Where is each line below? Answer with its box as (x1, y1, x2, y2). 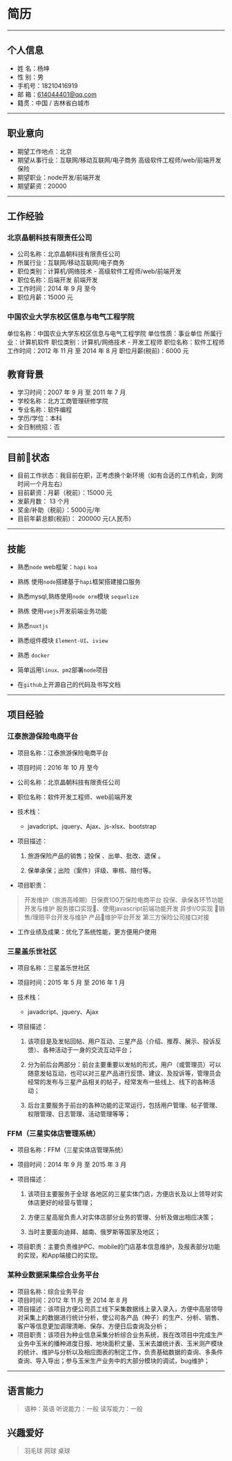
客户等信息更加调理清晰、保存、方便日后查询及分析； (17, 1322, 169, 1330)
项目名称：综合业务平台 (17, 1287, 84, 1296)
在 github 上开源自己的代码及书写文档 (17, 680, 121, 688)
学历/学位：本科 (17, 414, 62, 423)
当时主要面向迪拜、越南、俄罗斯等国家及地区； (27, 1228, 161, 1236)
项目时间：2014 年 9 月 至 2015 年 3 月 (17, 1160, 127, 1169)
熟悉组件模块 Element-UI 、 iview (17, 636, 108, 644)
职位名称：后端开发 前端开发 (17, 276, 98, 284)
